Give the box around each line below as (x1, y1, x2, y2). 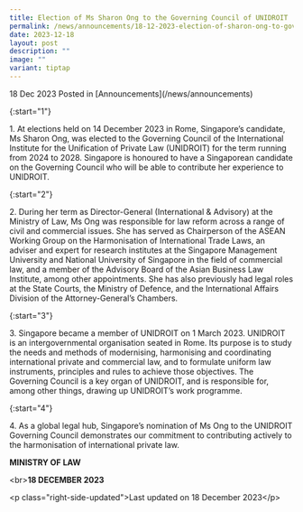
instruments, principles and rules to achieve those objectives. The (9, 366, 254, 377)
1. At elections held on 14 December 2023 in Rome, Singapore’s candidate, (9, 123, 286, 134)
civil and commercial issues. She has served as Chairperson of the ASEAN (9, 225, 286, 236)
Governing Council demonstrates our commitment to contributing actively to (9, 430, 292, 441)
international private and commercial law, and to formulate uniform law (9, 356, 272, 367)
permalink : (9, 22, 50, 31)
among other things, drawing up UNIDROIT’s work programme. (9, 385, 243, 396)
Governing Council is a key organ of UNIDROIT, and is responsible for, (9, 376, 269, 386)
